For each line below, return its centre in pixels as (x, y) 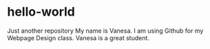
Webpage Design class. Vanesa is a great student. (78, 37)
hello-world (41, 12)
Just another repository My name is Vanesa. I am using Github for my (105, 31)
